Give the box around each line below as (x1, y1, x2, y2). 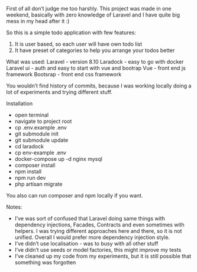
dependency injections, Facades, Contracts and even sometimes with (14, 221, 185, 228)
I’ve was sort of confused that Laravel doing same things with (14, 215, 166, 222)
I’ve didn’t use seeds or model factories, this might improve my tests (14, 247, 182, 253)
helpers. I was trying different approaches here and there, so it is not (14, 228, 182, 234)
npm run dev (14, 174, 46, 181)
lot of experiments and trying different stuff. (6, 89, 112, 95)
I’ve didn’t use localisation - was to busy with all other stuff (14, 240, 159, 247)
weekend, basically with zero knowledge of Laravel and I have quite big (6, 11, 180, 18)
